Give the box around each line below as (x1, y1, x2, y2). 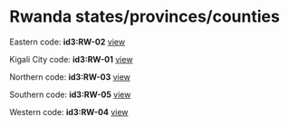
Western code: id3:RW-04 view (9, 106, 129, 117)
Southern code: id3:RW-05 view (9, 89, 131, 100)
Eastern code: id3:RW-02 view (9, 36, 125, 47)
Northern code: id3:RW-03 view (9, 71, 131, 82)
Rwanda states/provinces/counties (9, 6, 281, 27)
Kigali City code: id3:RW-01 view (9, 53, 133, 64)
